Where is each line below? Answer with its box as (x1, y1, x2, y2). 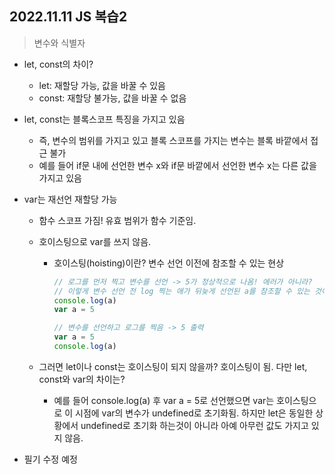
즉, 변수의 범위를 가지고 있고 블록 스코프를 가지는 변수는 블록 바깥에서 (38, 134, 309, 146)
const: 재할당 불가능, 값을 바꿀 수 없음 (38, 92, 187, 104)
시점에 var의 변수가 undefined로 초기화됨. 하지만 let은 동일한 (75, 407, 314, 419)
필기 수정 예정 (23, 453, 78, 465)
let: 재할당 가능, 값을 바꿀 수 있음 (38, 79, 166, 91)
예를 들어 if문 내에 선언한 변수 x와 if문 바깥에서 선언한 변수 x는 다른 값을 (38, 159, 317, 171)
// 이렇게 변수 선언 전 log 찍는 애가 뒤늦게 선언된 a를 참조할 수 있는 (53, 286, 311, 296)
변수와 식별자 (33, 37, 86, 49)
